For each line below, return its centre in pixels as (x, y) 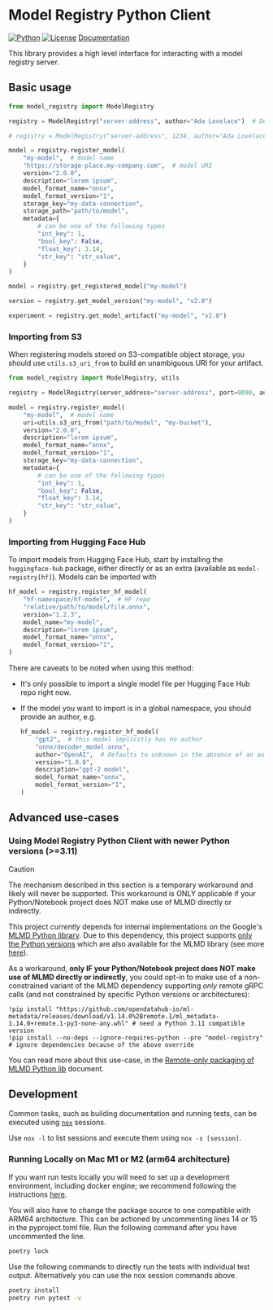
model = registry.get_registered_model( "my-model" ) (97, 287)
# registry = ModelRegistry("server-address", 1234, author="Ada (121, 136)
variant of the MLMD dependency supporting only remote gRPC (157, 985)
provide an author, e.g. (58, 717)
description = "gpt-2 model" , (82, 770)
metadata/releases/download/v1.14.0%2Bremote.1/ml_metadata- (114, 1016)
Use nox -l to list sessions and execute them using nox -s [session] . (125, 1138)
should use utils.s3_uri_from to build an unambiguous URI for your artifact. (136, 363)
